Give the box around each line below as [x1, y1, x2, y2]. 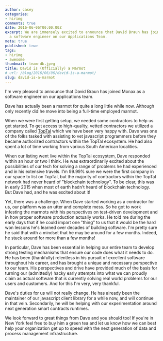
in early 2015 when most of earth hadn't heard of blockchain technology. [5, 184, 150, 190]
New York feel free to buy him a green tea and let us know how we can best [5, 320, 157, 326]
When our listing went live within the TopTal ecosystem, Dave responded [5, 153, 150, 159]
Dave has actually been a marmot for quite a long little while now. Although [5, 103, 154, 109]
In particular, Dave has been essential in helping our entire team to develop [5, 244, 155, 250]
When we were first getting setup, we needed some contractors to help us [5, 117, 154, 123]
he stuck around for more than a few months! [5, 235, 96, 241]
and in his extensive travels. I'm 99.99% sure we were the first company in [5, 169, 154, 174]
